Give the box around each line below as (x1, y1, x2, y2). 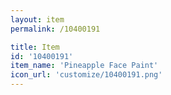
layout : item (10, 14, 65, 25)
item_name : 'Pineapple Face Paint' (10, 61, 159, 71)
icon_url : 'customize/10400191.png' (10, 70, 163, 80)
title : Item (10, 42, 60, 52)
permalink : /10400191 (10, 24, 101, 34)
